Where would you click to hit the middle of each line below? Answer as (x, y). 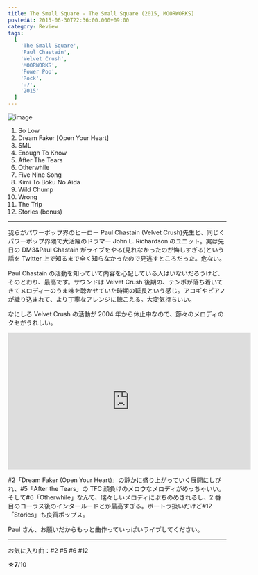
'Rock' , (31, 78)
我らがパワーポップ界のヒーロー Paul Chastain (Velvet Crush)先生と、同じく (117, 232)
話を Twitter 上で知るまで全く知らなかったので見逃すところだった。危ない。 (117, 258)
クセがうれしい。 (32, 323)
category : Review (33, 26)
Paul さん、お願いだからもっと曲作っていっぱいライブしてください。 (106, 529)
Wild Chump (36, 189)
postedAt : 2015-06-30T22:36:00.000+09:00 (69, 20)
